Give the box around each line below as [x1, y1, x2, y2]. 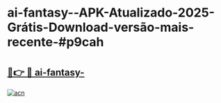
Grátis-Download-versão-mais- [7, 19, 195, 35]
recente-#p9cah [7, 35, 104, 50]
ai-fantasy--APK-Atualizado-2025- [7, 5, 215, 21]
